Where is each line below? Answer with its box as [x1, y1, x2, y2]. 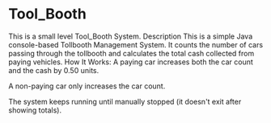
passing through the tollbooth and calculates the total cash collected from [8, 48, 255, 58]
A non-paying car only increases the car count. [8, 81, 166, 91]
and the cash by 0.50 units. [8, 65, 100, 75]
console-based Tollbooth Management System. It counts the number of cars [8, 39, 264, 49]
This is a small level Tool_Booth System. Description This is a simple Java [8, 31, 253, 41]
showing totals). [8, 105, 62, 115]
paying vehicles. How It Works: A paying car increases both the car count [8, 57, 253, 67]
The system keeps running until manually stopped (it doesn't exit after [8, 96, 242, 106]
